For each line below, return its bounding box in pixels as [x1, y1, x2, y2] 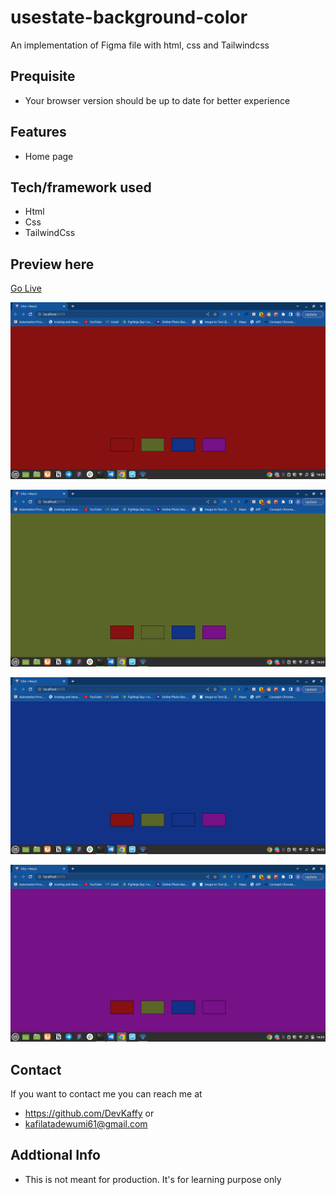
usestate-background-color [10, 6, 248, 29]
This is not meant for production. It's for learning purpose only [24, 1173, 282, 1185]
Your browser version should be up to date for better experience [24, 94, 291, 106]
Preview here [10, 256, 95, 273]
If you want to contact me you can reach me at [10, 1088, 203, 1100]
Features [10, 124, 67, 141]
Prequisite [10, 68, 76, 85]
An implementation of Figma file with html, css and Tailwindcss [10, 39, 270, 51]
